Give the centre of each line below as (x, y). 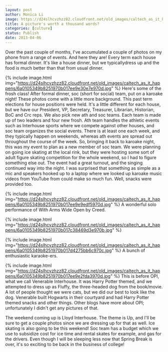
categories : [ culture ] (29, 29)
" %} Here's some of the (136, 88)
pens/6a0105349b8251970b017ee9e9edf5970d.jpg (58, 204)
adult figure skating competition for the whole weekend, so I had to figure (81, 157)
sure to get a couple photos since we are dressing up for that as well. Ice (80, 323)
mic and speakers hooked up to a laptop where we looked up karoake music (84, 173)
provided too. (19, 184)
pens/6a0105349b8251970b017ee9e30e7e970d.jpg (58, 88)
